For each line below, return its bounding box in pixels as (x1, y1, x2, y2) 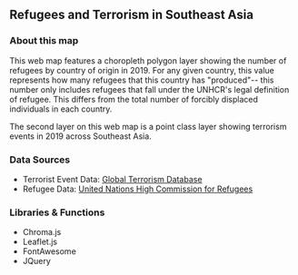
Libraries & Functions (9, 206, 105, 219)
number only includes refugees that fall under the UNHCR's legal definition (9, 83, 290, 94)
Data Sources (9, 153, 71, 166)
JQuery (22, 256, 52, 267)
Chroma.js (22, 227, 62, 238)
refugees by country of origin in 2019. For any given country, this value (9, 64, 274, 75)
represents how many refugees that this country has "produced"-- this (9, 74, 274, 85)
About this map (9, 34, 79, 47)
